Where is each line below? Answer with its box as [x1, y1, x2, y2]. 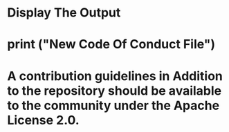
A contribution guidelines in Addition [7, 68, 223, 84]
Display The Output [7, 5, 121, 21]
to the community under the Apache [7, 97, 220, 113]
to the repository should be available [7, 83, 222, 98]
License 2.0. [7, 112, 80, 128]
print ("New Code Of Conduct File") [7, 37, 216, 53]
